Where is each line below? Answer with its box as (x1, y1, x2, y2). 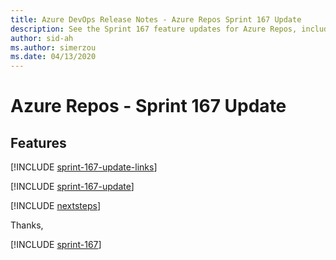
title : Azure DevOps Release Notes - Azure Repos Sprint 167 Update (10, 14, 302, 25)
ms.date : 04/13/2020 (10, 52, 97, 62)
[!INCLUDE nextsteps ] (10, 200, 102, 212)
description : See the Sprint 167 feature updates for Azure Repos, (10, 24, 298, 34)
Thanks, (10, 219, 44, 231)
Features (10, 134, 67, 151)
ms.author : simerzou (10, 42, 97, 53)
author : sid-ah (10, 33, 74, 43)
